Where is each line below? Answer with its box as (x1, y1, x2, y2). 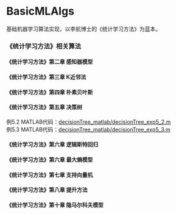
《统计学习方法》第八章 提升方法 (6, 186, 88, 193)
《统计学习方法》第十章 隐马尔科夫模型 (6, 201, 104, 209)
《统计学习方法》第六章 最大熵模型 (6, 156, 93, 163)
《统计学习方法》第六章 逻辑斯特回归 (6, 141, 99, 148)
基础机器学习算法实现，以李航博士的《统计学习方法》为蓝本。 (6, 25, 161, 32)
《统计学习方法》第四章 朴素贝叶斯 (6, 88, 93, 96)
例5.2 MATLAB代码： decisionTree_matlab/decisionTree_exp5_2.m (6, 118, 172, 126)
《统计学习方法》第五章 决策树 (6, 104, 83, 111)
